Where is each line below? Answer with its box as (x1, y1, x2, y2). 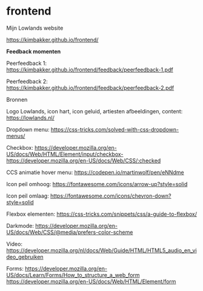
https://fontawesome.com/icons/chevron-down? (50, 192, 171, 199)
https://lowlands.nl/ (6, 114, 55, 121)
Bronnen (6, 96, 28, 103)
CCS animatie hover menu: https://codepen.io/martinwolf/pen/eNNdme (6, 169, 184, 176)
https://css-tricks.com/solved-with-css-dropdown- (50, 125, 179, 133)
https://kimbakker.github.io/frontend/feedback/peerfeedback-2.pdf (6, 84, 175, 92)
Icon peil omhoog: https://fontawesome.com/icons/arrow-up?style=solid (6, 180, 188, 187)
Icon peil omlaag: (6, 192, 50, 199)
